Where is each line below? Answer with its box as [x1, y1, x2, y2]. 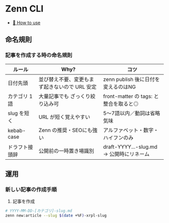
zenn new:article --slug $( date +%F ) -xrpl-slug [5, 213, 107, 218]
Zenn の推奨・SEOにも [38, 127, 93, 134]
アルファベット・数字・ [103, 127, 159, 134]
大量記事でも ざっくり [38, 92, 91, 99]
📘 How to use [12, 20, 41, 26]
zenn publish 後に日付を [103, 76, 160, 83]
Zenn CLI [5, 3, 44, 15]
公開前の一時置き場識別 [38, 147, 95, 154]
